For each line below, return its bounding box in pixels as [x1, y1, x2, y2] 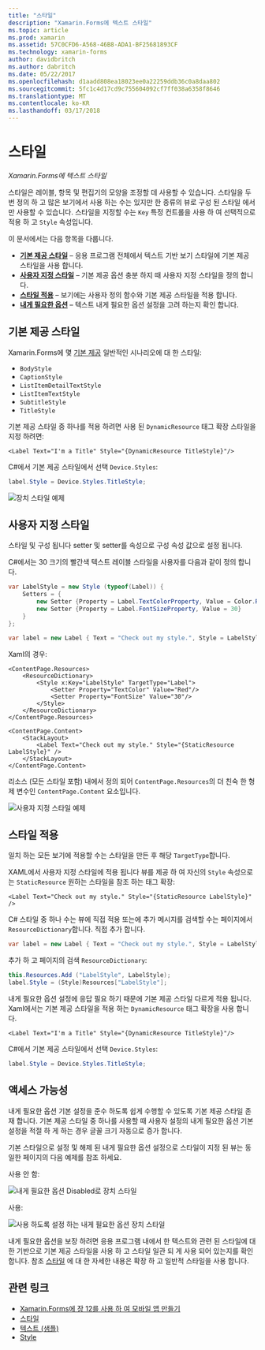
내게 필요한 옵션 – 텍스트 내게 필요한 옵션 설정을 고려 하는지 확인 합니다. [19, 300, 239, 309]
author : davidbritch [8, 56, 77, 64]
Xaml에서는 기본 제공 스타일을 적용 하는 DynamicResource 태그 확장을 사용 [8, 1004, 235, 1013]
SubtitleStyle [19, 398, 66, 406]
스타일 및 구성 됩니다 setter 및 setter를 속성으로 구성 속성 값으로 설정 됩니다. [8, 541, 243, 550]
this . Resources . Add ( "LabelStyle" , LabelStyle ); [8, 971, 171, 979]
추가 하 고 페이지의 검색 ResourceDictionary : [8, 956, 147, 965]
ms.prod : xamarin [8, 33, 65, 42]
